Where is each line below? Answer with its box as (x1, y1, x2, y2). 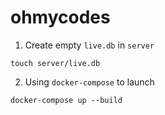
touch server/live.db (10, 58, 101, 68)
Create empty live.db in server (24, 39, 155, 51)
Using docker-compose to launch (24, 76, 155, 88)
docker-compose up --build (10, 95, 123, 105)
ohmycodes (10, 6, 111, 29)
